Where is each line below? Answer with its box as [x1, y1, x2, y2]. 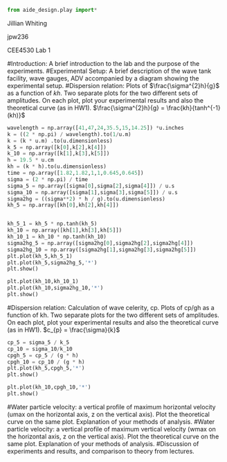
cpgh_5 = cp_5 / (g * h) [7, 352, 79, 359]
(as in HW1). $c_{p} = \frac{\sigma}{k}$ [7, 325, 120, 334]
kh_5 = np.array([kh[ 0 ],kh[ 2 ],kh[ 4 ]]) [7, 202, 119, 209]
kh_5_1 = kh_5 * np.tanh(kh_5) [7, 221, 98, 228]
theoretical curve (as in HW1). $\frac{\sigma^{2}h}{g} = [7, 103, 165, 112]
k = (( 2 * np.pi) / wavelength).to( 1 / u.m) [7, 130, 131, 138]
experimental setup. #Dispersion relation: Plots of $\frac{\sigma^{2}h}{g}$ [7, 81, 220, 89]
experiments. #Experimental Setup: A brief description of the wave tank [7, 67, 212, 75]
